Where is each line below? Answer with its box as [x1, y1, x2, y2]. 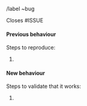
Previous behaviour [6, 30, 56, 38]
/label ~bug [6, 5, 35, 12]
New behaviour [6, 69, 45, 76]
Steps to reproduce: [6, 44, 56, 51]
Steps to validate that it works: [6, 83, 82, 90]
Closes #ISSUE [6, 17, 44, 23]
